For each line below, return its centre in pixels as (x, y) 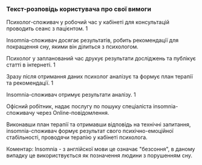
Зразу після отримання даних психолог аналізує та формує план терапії (100, 77)
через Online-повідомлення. (73, 113)
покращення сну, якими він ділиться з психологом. (73, 47)
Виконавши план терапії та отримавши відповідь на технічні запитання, (99, 125)
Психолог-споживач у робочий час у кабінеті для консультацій (88, 22)
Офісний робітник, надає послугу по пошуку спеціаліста (79, 106)
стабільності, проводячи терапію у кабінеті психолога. (77, 137)
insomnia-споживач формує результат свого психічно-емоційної (90, 131)
